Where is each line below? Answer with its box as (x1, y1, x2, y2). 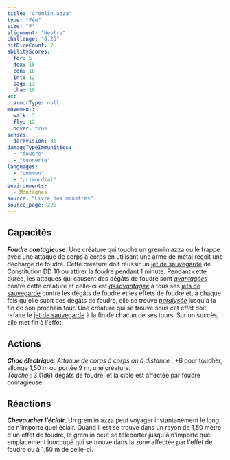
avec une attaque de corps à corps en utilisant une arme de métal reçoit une (7, 252, 223, 261)
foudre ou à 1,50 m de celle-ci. (7, 446, 94, 454)
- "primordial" (13, 176, 57, 183)
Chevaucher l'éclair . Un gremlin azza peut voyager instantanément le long (7, 416, 220, 424)
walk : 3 (13, 112, 36, 119)
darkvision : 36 (13, 138, 57, 145)
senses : (7, 131, 30, 138)
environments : (7, 183, 48, 189)
